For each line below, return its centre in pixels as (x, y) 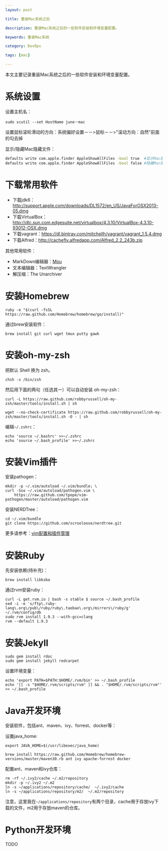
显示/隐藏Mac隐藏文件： (30, 149)
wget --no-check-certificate (35, 412)
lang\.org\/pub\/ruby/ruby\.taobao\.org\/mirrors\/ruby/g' (68, 608)
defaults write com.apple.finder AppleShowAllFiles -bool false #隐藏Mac (83, 163)
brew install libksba (28, 580)
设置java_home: (21, 736)
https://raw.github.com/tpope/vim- (51, 495)
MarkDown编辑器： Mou (37, 261)
